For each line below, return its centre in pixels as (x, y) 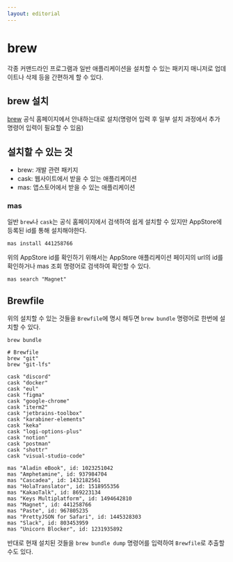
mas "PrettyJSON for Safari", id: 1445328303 (74, 517)
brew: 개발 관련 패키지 (48, 170)
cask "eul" (23, 389)
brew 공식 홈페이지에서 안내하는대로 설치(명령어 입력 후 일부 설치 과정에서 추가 (114, 119)
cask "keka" (24, 426)
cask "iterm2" (28, 407)
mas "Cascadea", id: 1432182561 (54, 481)
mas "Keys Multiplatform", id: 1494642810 (70, 499)
